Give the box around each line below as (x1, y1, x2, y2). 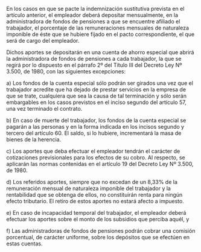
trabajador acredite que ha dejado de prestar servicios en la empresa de (6, 86, 186, 93)
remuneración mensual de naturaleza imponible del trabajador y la (6, 185, 171, 192)
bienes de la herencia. (6, 136, 62, 143)
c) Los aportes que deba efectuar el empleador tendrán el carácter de (6, 147, 180, 155)
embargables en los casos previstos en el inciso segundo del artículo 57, (6, 99, 187, 106)
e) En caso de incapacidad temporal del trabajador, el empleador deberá (6, 209, 187, 216)
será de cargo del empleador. (6, 37, 80, 44)
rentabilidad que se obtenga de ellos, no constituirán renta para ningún (6, 191, 183, 198)
